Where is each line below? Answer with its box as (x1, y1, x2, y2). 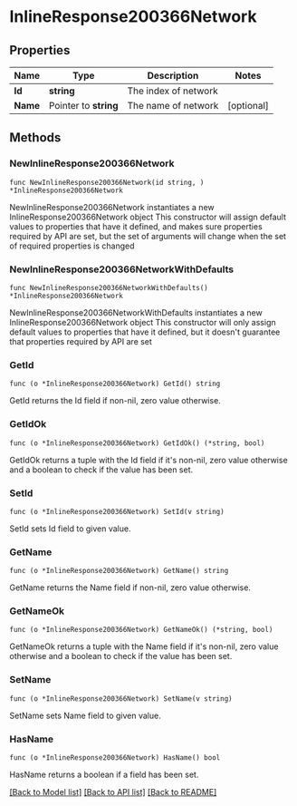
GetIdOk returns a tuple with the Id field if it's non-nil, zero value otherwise (9, 454, 288, 465)
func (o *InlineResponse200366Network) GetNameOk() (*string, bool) (9, 626, 273, 635)
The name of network (127, 100, 219, 112)
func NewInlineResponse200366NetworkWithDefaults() (9, 283, 208, 292)
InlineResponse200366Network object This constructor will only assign (9, 316, 276, 327)
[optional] (227, 100, 270, 112)
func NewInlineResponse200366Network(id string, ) (9, 178, 205, 187)
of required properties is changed (9, 240, 135, 251)
